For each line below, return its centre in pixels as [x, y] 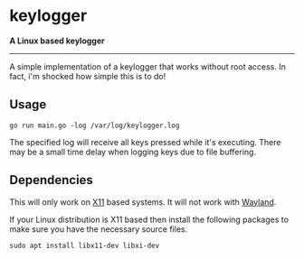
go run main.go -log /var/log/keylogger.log [95, 125]
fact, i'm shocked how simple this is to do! [88, 76]
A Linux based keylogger [57, 41]
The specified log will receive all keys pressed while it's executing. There [145, 142]
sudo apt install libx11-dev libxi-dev [85, 245]
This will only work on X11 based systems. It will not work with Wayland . [143, 202]
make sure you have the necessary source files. [99, 229]
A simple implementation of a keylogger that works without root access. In [148, 66]
